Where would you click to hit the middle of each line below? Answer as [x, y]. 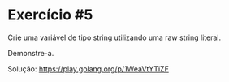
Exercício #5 [50, 15]
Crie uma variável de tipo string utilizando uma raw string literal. [114, 37]
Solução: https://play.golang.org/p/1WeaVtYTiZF [89, 69]
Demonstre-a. [31, 53]
